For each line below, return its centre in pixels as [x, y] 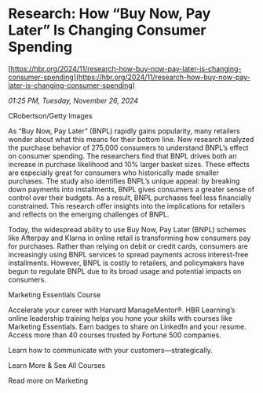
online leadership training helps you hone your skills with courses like [121, 318]
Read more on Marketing [48, 380]
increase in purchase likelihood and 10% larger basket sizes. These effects [129, 164]
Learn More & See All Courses [57, 365]
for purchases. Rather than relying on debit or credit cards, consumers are [128, 246]
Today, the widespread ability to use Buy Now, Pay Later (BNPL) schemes [127, 229]
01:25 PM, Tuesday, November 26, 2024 [73, 100]
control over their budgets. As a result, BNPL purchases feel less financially [130, 198]
